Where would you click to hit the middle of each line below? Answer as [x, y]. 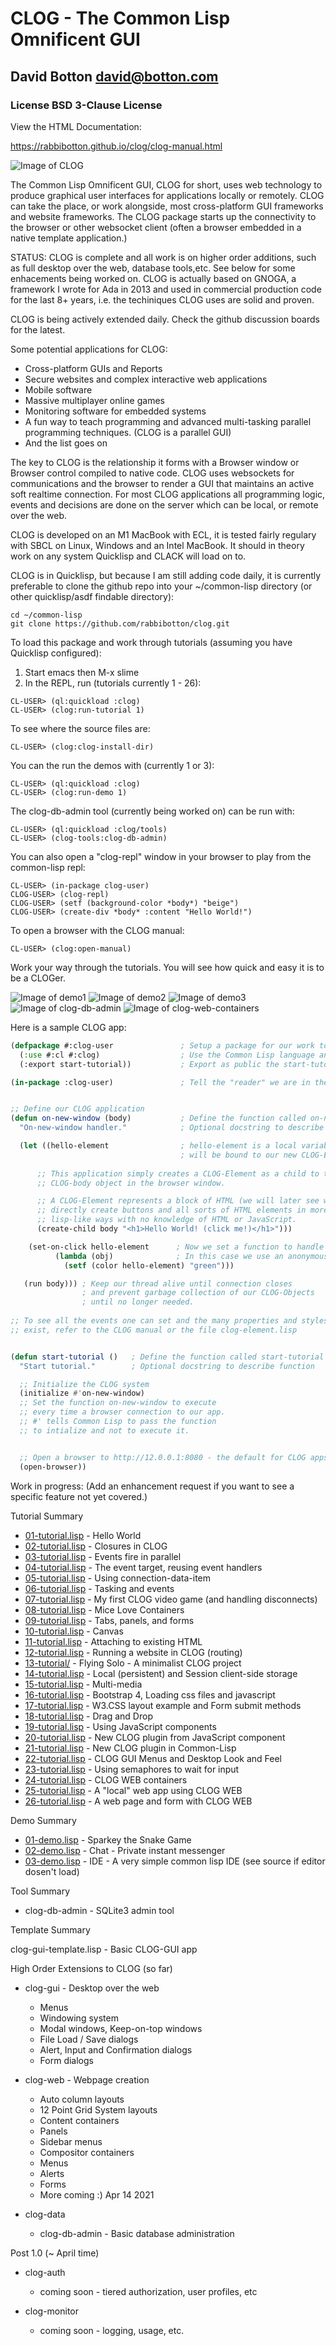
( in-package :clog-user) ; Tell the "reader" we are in [160, 1082]
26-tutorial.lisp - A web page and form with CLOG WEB [138, 1801]
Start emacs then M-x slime [82, 672]
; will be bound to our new [239, 1155]
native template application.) [69, 238]
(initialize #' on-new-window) [82, 1393]
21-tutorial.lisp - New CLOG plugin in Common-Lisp [130, 1748]
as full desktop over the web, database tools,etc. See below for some [153, 268]
